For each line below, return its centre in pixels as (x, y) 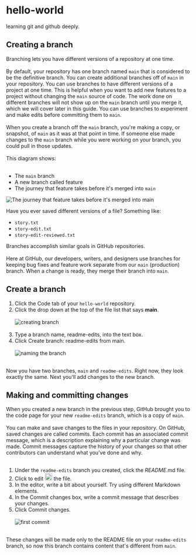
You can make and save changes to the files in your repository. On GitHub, (96, 428)
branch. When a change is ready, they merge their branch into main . (87, 271)
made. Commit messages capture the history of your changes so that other (97, 447)
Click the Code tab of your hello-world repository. (75, 303)
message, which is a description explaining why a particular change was (93, 440)
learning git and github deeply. (43, 26)
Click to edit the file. (43, 479)
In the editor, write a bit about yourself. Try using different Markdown (97, 485)
